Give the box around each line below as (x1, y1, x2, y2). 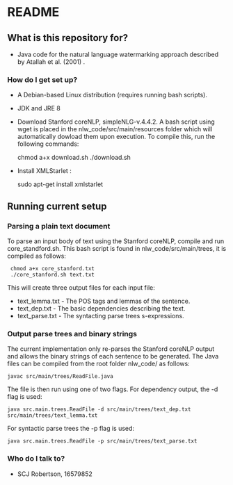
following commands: (17, 140, 79, 148)
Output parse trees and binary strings (7, 329, 138, 338)
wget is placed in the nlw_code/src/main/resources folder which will (17, 125, 213, 133)
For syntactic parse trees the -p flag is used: (7, 425, 134, 433)
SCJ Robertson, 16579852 (17, 470, 93, 478)
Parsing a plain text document (7, 221, 111, 231)
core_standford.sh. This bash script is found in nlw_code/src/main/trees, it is (7, 244, 227, 252)
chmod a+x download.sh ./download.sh (17, 154, 131, 162)
